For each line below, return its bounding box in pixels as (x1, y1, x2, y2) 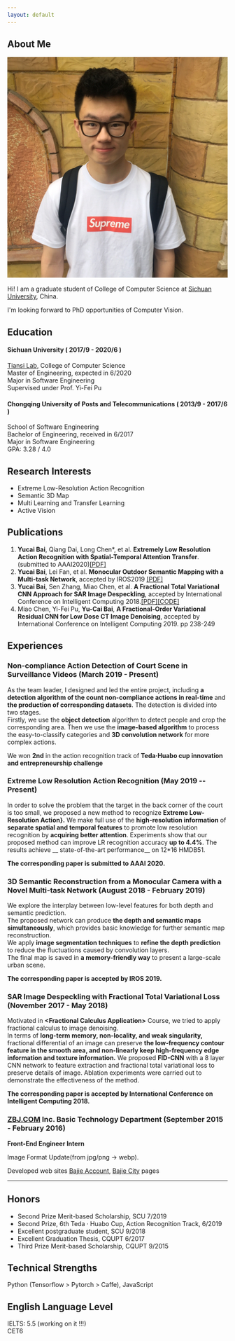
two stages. (7, 708, 41, 716)
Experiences (7, 640, 64, 652)
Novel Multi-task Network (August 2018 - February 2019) (7, 885, 206, 895)
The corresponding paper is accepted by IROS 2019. (7, 975, 162, 983)
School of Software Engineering (7, 422, 99, 431)
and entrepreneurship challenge (7, 759, 104, 767)
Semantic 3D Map (17, 491, 70, 500)
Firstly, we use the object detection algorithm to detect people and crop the (7, 715, 227, 724)
